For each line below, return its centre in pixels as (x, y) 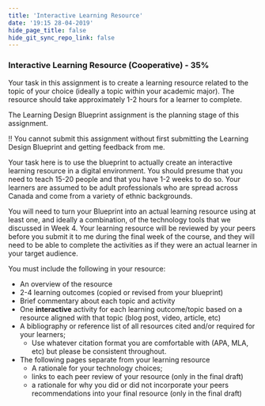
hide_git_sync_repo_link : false (61, 38)
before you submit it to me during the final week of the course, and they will (132, 236)
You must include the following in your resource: (87, 268)
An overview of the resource (66, 284)
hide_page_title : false (47, 30)
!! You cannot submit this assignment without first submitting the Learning (129, 138)
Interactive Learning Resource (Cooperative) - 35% (109, 66)
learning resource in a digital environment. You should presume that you (126, 170)
